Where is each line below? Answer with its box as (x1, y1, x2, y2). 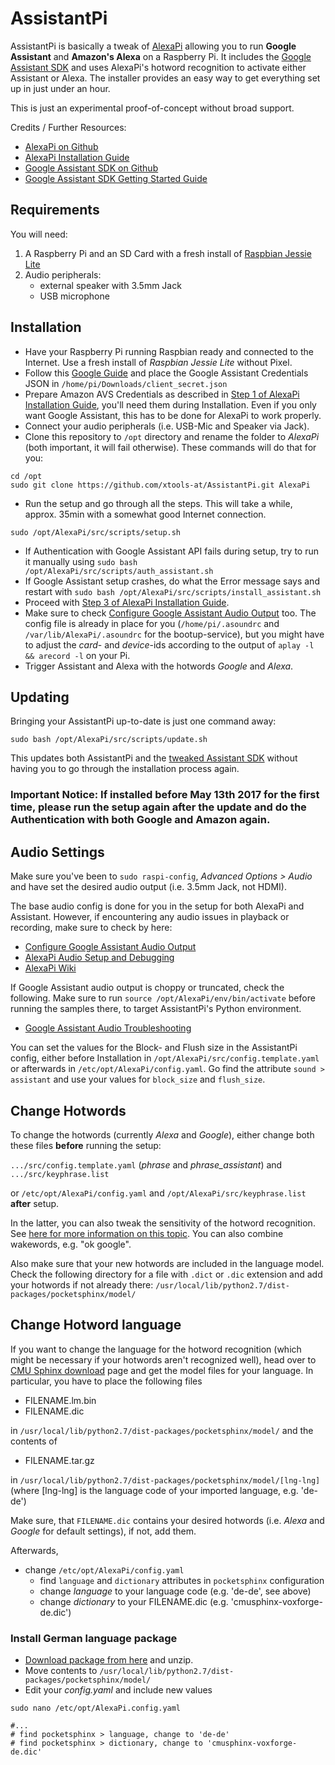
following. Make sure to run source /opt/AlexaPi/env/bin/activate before (10, 992, 316, 1004)
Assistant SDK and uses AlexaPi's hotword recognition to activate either (10, 61, 307, 73)
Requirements (10, 202, 100, 219)
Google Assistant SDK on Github (24, 162, 159, 174)
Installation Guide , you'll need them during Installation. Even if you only (24, 398, 317, 411)
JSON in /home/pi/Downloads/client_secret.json (24, 377, 228, 389)
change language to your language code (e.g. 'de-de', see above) (39, 1585, 312, 1597)
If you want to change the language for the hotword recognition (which (10, 1343, 302, 1355)
